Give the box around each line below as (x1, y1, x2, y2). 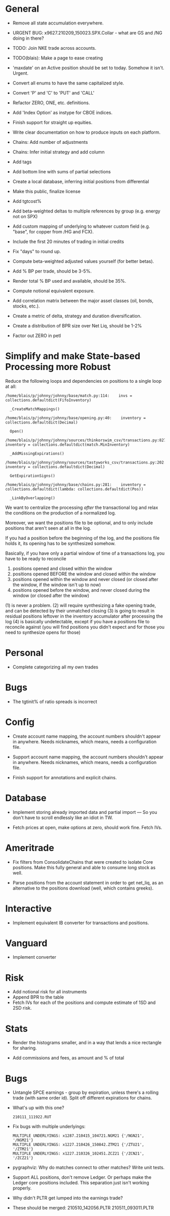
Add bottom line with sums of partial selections (12, 168, 111, 174)
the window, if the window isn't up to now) (12, 582, 101, 588)
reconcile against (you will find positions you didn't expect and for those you (5, 624, 165, 630)
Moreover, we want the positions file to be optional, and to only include (5, 520, 153, 526)
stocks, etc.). (12, 303, 40, 309)
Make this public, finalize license (12, 188, 81, 194)
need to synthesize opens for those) (5, 629, 81, 635)
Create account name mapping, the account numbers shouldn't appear (12, 733, 161, 739)
